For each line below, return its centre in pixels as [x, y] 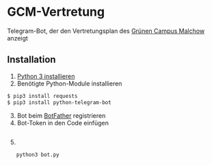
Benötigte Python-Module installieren [69, 84]
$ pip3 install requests [42, 96]
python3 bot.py [38, 155]
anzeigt [18, 38]
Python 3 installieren [46, 76]
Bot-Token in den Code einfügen [63, 123]
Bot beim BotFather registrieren [61, 115]
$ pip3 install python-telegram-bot [59, 102]
